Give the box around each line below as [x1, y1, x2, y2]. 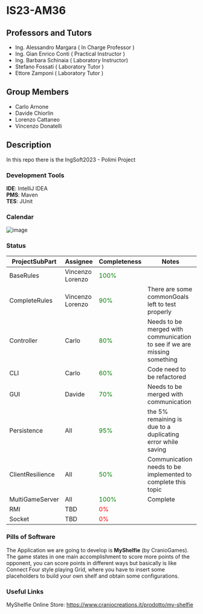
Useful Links [6, 587, 44, 596]
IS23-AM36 [6, 4, 66, 18]
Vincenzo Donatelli [14, 122, 62, 129]
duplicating [147, 430, 179, 439]
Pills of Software [6, 533, 56, 541]
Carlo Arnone [14, 103, 49, 110]
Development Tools [6, 171, 65, 179]
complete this [147, 477, 186, 486]
